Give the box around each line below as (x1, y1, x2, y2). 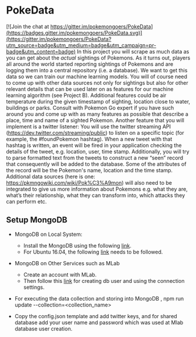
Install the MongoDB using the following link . (23, 242, 132, 249)
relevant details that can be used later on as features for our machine (6, 85, 174, 92)
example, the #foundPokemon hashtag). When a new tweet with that (6, 135, 172, 142)
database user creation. (14, 325, 72, 332)
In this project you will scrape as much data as (77, 48, 190, 55)
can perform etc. (6, 198, 47, 205)
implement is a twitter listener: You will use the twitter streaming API (6, 123, 171, 130)
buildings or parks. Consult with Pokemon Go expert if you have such (6, 104, 174, 111)
